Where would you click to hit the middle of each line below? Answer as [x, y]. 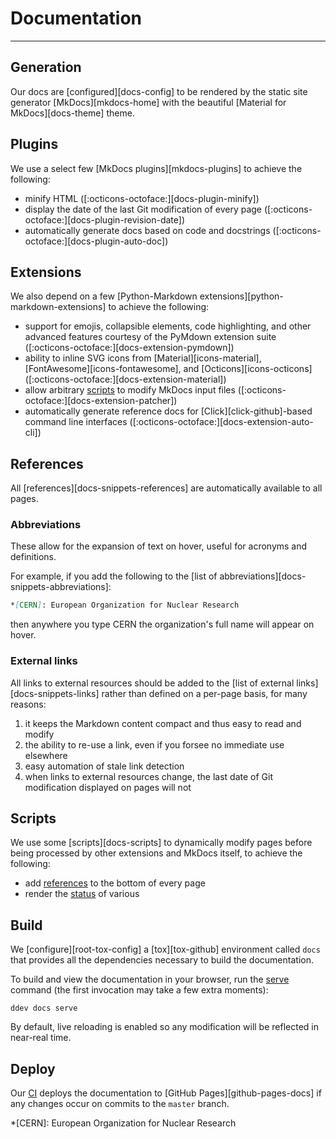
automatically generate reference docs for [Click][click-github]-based [168, 411]
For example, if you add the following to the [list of [114, 576]
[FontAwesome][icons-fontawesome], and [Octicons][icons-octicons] [168, 369]
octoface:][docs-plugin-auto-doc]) [96, 241]
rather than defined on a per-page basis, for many [204, 693]
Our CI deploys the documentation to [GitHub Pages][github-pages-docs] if [166, 1093]
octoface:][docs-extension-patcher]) [101, 401]
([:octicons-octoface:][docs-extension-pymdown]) [129, 348]
